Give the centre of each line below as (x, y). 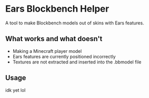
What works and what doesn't (54, 39)
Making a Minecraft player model (47, 51)
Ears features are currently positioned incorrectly (64, 56)
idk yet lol (16, 90)
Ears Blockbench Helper (57, 9)
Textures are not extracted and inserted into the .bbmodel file (77, 62)
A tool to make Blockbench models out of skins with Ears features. (75, 23)
